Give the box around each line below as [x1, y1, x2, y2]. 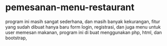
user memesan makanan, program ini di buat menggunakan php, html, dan [5, 29, 162, 35]
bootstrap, [5, 35, 27, 41]
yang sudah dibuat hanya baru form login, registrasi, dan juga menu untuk [5, 24, 161, 30]
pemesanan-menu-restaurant [5, 2, 135, 13]
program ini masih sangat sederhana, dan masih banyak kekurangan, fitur [5, 18, 160, 25]
